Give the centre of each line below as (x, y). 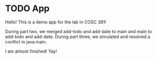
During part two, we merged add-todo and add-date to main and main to (78, 31)
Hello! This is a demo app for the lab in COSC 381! (56, 22)
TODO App (28, 9)
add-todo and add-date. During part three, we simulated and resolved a (78, 37)
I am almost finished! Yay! (31, 51)
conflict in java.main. (26, 41)
